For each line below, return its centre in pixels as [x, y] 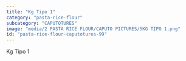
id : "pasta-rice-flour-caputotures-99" [57, 34]
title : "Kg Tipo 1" [31, 12]
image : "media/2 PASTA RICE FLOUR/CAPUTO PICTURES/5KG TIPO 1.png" [94, 29]
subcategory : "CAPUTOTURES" [42, 23]
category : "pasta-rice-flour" [45, 18]
